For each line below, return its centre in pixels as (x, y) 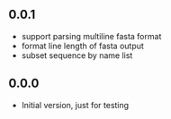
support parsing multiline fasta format (91, 36)
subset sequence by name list (77, 55)
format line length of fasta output (83, 46)
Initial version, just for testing (75, 105)
